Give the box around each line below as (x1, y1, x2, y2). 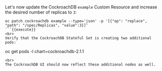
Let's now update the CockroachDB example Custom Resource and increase (5, 4, 158, 10)
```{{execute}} (5, 27, 36, 32)
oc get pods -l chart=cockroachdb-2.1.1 (5, 49, 84, 54)
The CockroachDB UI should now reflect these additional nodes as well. (5, 62, 156, 67)
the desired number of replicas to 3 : (5, 9, 77, 15)
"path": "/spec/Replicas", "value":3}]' (5, 23, 89, 28)
